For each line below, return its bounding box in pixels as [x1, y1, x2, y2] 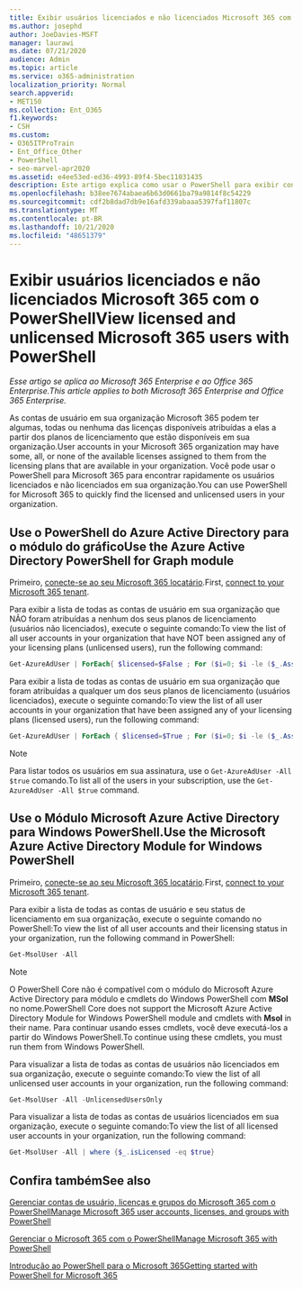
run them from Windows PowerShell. [9, 1041, 146, 1052]
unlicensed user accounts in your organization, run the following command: [9, 1077, 289, 1088]
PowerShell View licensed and [9, 308, 236, 329]
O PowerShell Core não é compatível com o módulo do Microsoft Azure [9, 984, 274, 994]
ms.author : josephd [9, 22, 83, 31]
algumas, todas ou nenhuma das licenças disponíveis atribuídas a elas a [9, 422, 277, 433]
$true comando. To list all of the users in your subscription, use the [9, 775, 255, 785]
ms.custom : [9, 131, 50, 140]
